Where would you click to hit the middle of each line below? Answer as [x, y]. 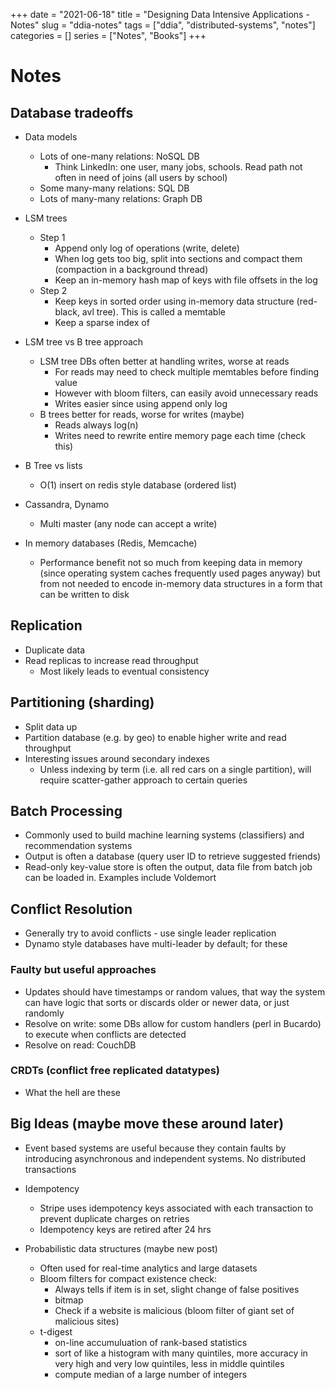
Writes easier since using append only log [141, 403]
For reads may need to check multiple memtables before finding [186, 372]
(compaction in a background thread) [131, 269]
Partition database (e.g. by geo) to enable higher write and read [155, 737]
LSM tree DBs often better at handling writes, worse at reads [164, 361]
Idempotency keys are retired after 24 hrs [125, 1229]
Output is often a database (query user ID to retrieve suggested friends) [173, 856]
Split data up [51, 726]
